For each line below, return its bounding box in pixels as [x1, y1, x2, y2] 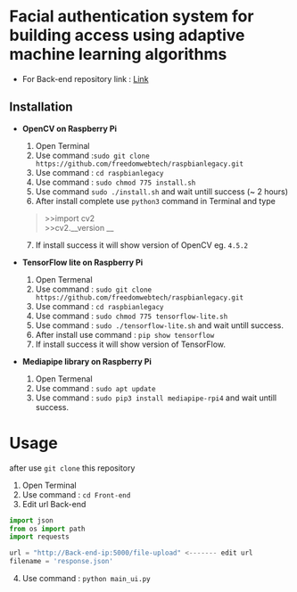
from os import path [9, 524, 87, 533]
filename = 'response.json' [9, 557, 114, 566]
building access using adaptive [9, 25, 245, 45]
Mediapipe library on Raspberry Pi [21, 356, 152, 366]
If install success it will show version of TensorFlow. [35, 339, 226, 349]
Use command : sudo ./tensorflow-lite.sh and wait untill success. [35, 319, 284, 331]
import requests [9, 532, 70, 541]
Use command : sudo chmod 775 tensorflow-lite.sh [35, 310, 228, 321]
